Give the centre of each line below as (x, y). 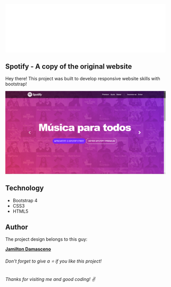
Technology (25, 188)
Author (17, 227)
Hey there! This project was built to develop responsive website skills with (83, 79)
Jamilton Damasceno (28, 249)
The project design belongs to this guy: (46, 239)
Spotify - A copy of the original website (69, 66)
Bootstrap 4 (25, 200)
